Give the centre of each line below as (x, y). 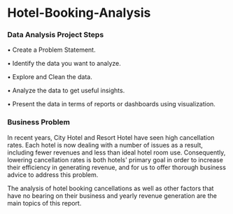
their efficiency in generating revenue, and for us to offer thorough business (116, 167)
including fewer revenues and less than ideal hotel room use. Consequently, (116, 152)
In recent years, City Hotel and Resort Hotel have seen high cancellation (111, 137)
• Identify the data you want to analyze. (64, 64)
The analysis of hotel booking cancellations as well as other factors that (111, 188)
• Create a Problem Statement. (51, 50)
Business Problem (39, 122)
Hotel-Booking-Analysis (79, 13)
